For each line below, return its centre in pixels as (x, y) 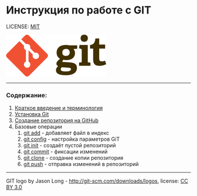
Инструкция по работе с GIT (79, 10)
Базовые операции (38, 127)
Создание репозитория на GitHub (56, 120)
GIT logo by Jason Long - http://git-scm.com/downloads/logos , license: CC (97, 181)
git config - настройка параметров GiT (72, 139)
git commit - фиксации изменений (65, 152)
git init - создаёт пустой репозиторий (69, 146)
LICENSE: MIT (23, 26)
